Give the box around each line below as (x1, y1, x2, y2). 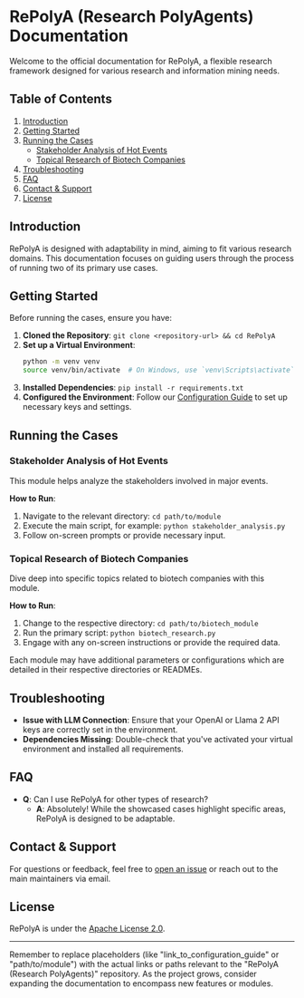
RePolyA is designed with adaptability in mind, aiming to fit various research (9, 243, 292, 254)
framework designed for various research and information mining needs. (9, 65, 280, 76)
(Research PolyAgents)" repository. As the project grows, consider (9, 968, 258, 980)
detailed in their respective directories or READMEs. (9, 664, 203, 675)
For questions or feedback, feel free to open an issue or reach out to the (9, 863, 279, 874)
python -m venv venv (22, 357, 100, 366)
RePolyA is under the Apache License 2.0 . (9, 923, 166, 935)
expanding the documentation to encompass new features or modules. (9, 978, 274, 989)
